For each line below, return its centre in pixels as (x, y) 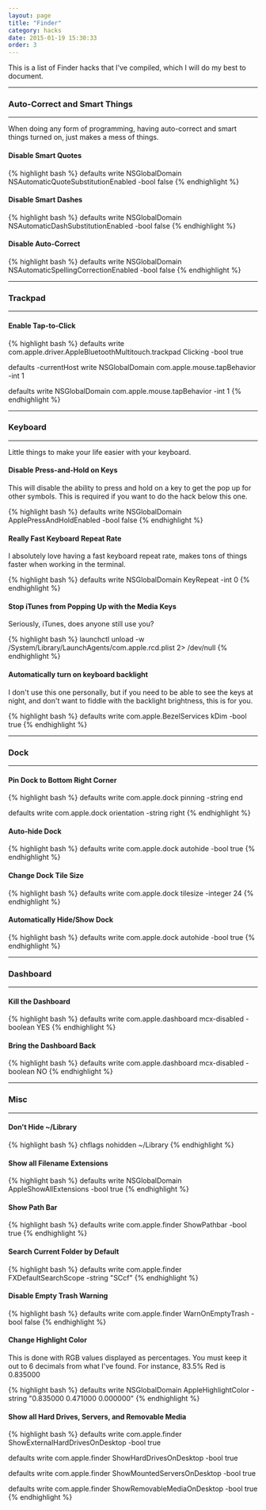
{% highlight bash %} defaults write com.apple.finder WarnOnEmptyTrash (129, 1313)
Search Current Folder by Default (64, 1251)
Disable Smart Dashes (46, 200)
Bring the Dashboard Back (52, 1046)
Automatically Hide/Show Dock (61, 920)
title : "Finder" (35, 23)
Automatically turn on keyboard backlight (78, 675)
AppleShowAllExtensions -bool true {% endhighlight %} (99, 1189)
